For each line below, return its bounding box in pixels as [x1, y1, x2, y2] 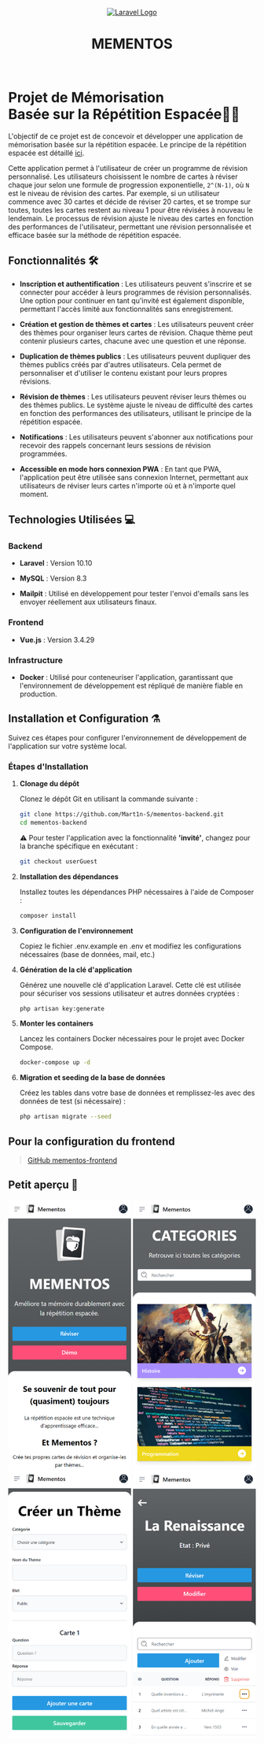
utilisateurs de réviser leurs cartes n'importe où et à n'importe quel [19, 481, 236, 490]
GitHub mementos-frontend [27, 1156, 118, 1165]
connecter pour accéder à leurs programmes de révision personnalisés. [19, 288, 252, 297]
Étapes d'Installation [8, 761, 89, 772]
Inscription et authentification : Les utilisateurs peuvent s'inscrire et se [19, 279, 252, 288]
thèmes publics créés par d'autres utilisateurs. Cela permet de [19, 359, 222, 369]
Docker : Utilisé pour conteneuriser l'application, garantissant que [19, 672, 233, 681]
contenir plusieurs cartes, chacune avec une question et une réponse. [19, 336, 247, 346]
